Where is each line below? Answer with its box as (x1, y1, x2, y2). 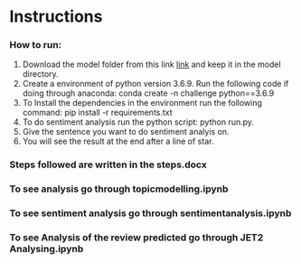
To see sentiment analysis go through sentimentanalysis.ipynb (9, 207, 292, 220)
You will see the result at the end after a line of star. (22, 136, 214, 146)
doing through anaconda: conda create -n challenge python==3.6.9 (22, 88, 275, 99)
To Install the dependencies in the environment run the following (22, 98, 262, 108)
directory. (22, 69, 59, 80)
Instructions (9, 6, 103, 27)
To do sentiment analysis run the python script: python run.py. (22, 117, 255, 127)
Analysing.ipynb (9, 242, 84, 255)
